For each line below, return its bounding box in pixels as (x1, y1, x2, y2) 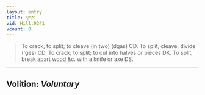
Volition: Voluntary (6, 79, 80, 89)
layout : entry (6, 9, 43, 15)
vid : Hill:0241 (6, 20, 45, 26)
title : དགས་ (6, 15, 35, 21)
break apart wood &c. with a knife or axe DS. (21, 55, 134, 63)
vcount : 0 (6, 26, 32, 32)
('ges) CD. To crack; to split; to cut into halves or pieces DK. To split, (21, 49, 193, 57)
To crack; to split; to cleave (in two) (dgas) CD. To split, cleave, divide (21, 43, 196, 50)
